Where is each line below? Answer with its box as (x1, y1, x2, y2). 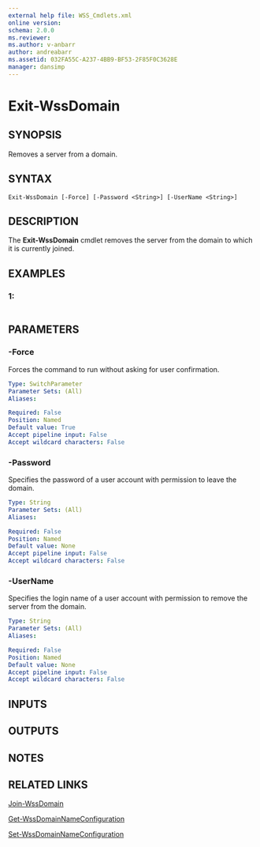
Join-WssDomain (8, 799, 65, 808)
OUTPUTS (8, 725, 59, 738)
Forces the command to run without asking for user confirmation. (8, 364, 220, 374)
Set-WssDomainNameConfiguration (8, 830, 124, 839)
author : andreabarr (8, 48, 72, 56)
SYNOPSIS (8, 128, 62, 142)
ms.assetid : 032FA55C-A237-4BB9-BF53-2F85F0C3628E (8, 56, 178, 64)
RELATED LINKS (8, 777, 88, 791)
